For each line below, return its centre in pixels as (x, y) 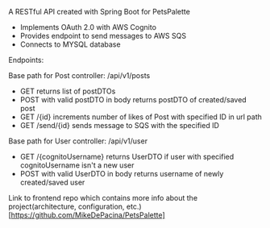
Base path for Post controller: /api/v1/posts (79, 75)
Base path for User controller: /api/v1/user (78, 141)
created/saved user (52, 182)
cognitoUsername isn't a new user (77, 165)
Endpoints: (26, 60)
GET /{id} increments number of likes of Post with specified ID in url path (141, 117)
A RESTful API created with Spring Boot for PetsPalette (100, 12)
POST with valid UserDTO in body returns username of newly (122, 174)
